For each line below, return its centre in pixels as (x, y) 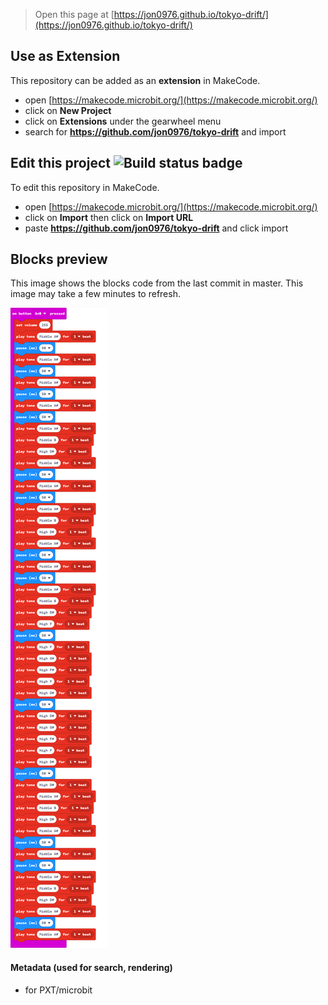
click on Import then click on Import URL (109, 217)
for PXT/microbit (58, 990)
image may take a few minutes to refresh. (95, 294)
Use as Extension (65, 56)
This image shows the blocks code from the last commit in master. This (157, 283)
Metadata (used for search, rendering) (91, 968)
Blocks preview (59, 259)
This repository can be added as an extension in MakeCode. (135, 80)
